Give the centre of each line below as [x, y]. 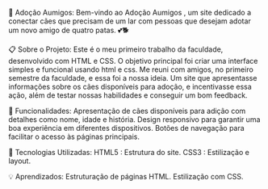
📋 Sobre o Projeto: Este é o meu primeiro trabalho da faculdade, [116, 49]
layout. [19, 161]
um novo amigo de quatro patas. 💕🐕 [69, 30]
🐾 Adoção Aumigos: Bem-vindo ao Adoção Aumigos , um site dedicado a [130, 13]
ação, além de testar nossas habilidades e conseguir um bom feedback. [128, 95]
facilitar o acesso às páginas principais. [74, 136]
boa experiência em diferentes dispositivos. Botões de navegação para [126, 128]
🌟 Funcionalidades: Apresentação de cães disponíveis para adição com [127, 111]
